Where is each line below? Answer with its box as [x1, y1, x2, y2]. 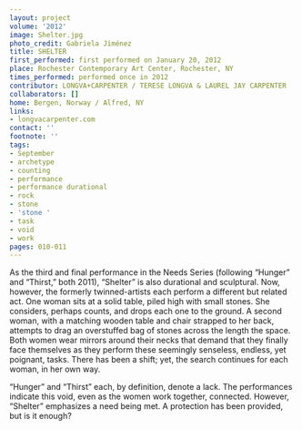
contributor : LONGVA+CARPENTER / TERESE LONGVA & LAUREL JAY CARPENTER [9, 81, 287, 90]
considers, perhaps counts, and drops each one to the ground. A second [9, 306, 282, 317]
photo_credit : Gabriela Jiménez [9, 38, 132, 48]
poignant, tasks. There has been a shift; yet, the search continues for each [9, 354, 288, 365]
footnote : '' [9, 132, 59, 141]
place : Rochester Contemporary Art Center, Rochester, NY [9, 65, 234, 74]
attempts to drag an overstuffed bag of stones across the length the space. [9, 325, 291, 336]
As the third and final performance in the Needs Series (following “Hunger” [9, 267, 290, 278]
